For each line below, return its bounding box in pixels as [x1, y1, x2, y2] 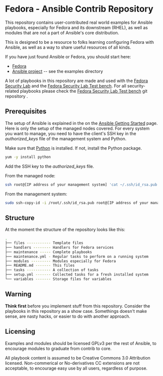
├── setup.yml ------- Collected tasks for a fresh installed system [5, 272, 149, 277]
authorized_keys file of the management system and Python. [5, 136, 127, 141]
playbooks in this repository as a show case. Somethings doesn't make [5, 308, 147, 314]
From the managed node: [5, 172, 56, 178]
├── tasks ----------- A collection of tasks [5, 268, 98, 273]
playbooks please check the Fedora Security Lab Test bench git [20, 88, 147, 94]
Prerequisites [5, 107, 47, 116]
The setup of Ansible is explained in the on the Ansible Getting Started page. [5, 120, 158, 126]
